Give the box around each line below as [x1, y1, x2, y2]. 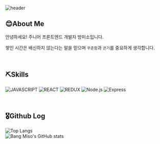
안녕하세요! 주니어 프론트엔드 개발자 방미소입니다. [5, 34, 104, 40]
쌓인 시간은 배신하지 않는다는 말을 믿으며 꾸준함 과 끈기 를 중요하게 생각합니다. [5, 44, 155, 51]
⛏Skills [5, 70, 29, 79]
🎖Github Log [5, 112, 45, 121]
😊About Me [5, 19, 44, 28]
